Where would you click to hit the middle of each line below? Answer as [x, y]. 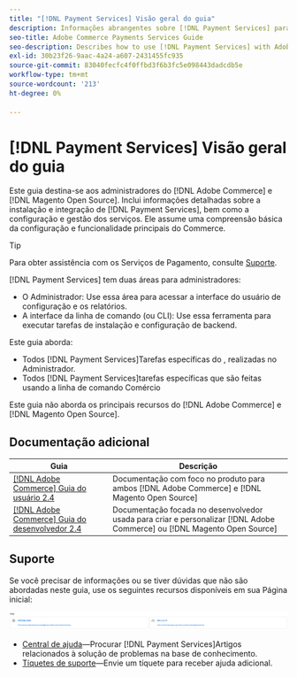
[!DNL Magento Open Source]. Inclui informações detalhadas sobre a [135, 200]
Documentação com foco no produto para [189, 479]
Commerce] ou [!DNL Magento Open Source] [195, 529]
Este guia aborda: [41, 342]
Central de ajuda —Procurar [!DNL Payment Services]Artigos [132, 644]
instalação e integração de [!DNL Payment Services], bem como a [129, 210]
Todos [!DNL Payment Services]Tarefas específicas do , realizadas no [149, 359]
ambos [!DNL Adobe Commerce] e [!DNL [187, 488]
